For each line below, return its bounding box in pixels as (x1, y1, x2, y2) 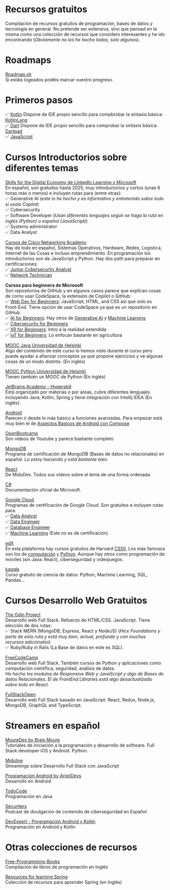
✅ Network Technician (5, 272, 52, 278)
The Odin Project (5, 611, 41, 618)
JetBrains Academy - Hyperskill (5, 383, 72, 389)
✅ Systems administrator (5, 223, 57, 229)
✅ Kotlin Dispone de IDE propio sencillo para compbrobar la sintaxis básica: (5, 111, 163, 117)
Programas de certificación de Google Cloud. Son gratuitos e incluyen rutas (5, 502, 163, 508)
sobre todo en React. (5, 681, 49, 687)
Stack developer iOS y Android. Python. (5, 747, 88, 753)
